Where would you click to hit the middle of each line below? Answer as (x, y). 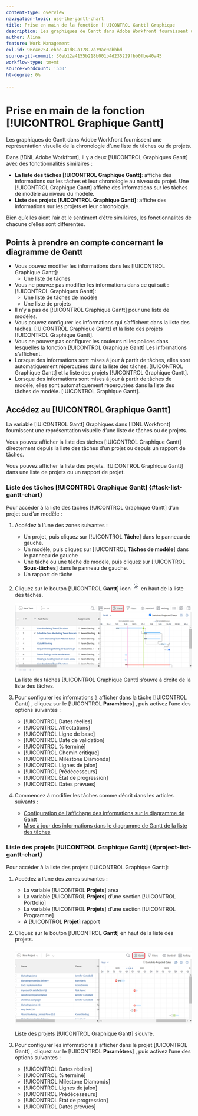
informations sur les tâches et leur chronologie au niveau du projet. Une (102, 181)
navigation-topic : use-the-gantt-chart (55, 19)
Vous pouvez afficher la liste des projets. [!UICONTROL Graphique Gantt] (95, 465)
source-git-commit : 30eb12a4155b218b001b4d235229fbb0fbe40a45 (84, 56)
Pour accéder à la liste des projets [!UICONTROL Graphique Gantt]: (88, 867)
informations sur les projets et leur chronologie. (72, 206)
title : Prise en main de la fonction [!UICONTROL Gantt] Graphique (91, 25)
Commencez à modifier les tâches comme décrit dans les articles (94, 795)
